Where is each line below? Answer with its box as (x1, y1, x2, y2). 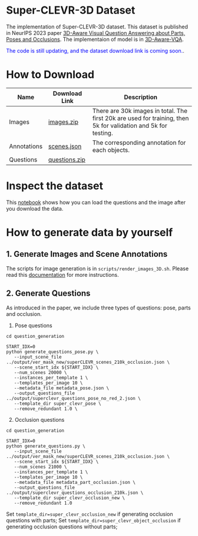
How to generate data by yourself (6, 226, 173, 239)
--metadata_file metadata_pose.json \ (14, 385, 110, 391)
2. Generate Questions (6, 288, 91, 299)
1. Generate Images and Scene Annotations (6, 249, 168, 259)
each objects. (92, 146, 130, 154)
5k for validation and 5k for (92, 121, 167, 130)
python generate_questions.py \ (6, 443, 85, 449)
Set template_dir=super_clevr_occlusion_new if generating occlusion (6, 510, 173, 518)
